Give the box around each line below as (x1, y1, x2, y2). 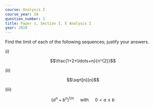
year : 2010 (5, 26, 28, 30)
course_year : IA (5, 12, 38, 17)
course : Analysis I (5, 7, 45, 12)
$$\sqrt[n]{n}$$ (66, 77, 100, 83)
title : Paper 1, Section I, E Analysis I (5, 21, 92, 26)
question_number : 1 (5, 16, 45, 21)
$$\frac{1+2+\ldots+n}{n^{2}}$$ (50, 58, 116, 64)
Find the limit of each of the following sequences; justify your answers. (5, 39, 150, 45)
